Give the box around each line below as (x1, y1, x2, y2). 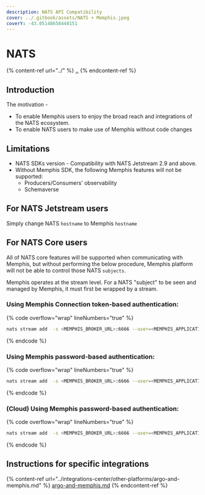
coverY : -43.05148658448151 (6, 20, 78, 26)
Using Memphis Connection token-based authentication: (6, 300, 179, 309)
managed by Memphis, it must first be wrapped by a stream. (6, 285, 158, 292)
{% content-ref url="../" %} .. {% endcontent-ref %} (6, 67, 137, 74)
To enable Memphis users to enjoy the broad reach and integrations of (15, 113, 193, 120)
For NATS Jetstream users (6, 203, 109, 214)
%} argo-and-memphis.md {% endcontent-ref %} (42, 482, 168, 489)
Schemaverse (24, 185, 59, 193)
